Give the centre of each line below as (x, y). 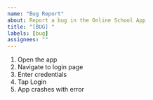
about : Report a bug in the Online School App (76, 20)
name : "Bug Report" (36, 14)
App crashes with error (51, 90)
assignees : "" (28, 40)
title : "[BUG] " (31, 27)
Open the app (37, 59)
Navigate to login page (50, 67)
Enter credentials (42, 75)
